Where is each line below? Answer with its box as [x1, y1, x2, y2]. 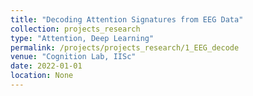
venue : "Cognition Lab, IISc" [10, 52, 137, 62]
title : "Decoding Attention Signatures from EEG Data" [10, 14, 244, 25]
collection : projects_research [10, 24, 141, 34]
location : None [10, 71, 74, 81]
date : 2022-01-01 [10, 61, 83, 71]
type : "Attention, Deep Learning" [10, 33, 155, 43]
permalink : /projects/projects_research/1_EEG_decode [10, 42, 240, 53]
